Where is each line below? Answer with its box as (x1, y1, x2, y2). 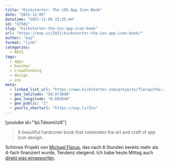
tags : (5, 54, 17, 59)
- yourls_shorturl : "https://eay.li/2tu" (10, 106, 98, 111)
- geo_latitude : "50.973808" (10, 92, 71, 97)
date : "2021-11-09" (5, 12, 46, 17)
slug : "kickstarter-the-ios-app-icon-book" (5, 26, 98, 31)
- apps (10, 59, 24, 64)
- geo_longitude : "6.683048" (10, 96, 71, 101)
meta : (5, 82, 17, 87)
